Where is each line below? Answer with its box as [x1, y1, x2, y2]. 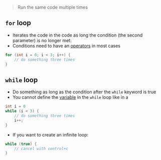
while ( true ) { [5, 141, 37, 146]
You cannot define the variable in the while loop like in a [12, 94, 129, 100]
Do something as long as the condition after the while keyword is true [12, 89, 156, 95]
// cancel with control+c [14, 146, 69, 151]
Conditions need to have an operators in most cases [12, 43, 121, 49]
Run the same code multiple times [17, 5, 88, 10]
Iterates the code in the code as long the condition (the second [12, 32, 143, 38]
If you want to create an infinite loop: [12, 131, 89, 137]
